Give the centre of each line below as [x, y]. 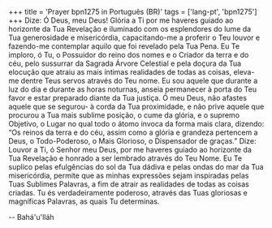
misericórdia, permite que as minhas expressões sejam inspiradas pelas [129, 175]
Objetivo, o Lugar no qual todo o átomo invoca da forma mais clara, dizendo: [136, 124]
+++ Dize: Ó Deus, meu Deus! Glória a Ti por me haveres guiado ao [121, 20]
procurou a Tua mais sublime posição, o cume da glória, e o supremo [124, 115]
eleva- [244, 72]
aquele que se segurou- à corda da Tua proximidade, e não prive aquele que [136, 106]
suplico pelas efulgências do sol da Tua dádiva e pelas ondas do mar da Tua [136, 167]
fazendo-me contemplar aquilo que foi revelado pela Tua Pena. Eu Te [124, 46]
